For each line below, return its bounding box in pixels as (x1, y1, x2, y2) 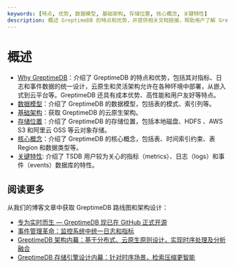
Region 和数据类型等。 (17, 143, 83, 152)
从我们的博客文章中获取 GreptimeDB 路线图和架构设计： (7, 204, 169, 212)
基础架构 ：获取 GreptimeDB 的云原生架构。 (17, 108, 142, 117)
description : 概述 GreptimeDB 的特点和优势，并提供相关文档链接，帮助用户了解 (7, 17, 216, 24)
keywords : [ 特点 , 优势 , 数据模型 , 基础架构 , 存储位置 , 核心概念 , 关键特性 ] (7, 10, 208, 17)
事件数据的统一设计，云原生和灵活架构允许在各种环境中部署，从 (29, 82, 214, 91)
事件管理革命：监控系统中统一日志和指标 (17, 227, 134, 235)
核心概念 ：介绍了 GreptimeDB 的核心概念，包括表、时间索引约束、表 (17, 134, 215, 143)
